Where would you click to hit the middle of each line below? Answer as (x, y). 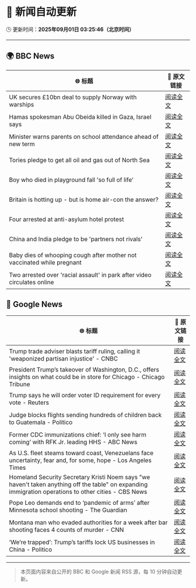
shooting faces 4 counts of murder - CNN (66, 529)
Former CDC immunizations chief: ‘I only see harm (78, 435)
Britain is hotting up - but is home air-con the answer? (84, 200)
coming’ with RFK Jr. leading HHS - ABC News (73, 442)
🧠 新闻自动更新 (41, 12)
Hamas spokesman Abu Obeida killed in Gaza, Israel (80, 116)
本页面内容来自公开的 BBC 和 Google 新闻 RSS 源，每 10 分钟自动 (99, 572)
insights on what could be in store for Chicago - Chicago (87, 377)
